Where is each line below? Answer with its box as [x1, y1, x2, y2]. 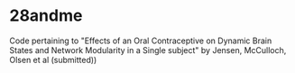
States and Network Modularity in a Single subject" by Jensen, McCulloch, [9, 44, 287, 55]
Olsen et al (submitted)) [9, 54, 97, 65]
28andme [9, 5, 83, 26]
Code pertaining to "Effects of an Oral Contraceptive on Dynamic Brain [9, 35, 272, 46]
